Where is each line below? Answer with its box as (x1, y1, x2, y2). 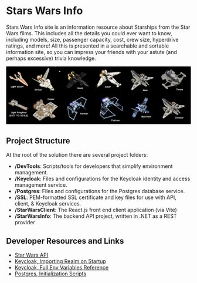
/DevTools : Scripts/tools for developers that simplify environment (14, 163, 173, 170)
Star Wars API (14, 251, 49, 259)
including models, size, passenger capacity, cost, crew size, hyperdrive (6, 36, 179, 43)
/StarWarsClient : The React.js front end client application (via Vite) (14, 207, 177, 214)
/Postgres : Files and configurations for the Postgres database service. (14, 188, 185, 195)
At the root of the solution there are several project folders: (6, 151, 148, 159)
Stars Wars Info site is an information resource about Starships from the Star (6, 23, 191, 31)
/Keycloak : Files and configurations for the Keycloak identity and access (14, 175, 191, 183)
